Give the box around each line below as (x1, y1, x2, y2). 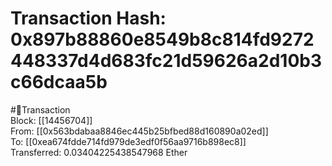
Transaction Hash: (10, 7, 167, 30)
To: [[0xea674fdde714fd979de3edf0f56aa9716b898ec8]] (10, 135, 247, 147)
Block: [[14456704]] (10, 114, 93, 126)
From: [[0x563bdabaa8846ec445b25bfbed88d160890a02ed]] (10, 125, 269, 137)
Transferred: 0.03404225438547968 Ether (10, 146, 188, 158)
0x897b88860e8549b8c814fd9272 (10, 28, 315, 51)
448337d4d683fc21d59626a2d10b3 (10, 50, 323, 72)
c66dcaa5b (10, 71, 108, 94)
